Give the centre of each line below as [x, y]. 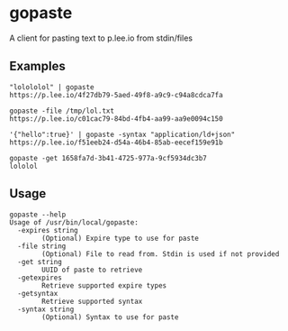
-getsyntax [38, 293]
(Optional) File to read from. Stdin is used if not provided [161, 254]
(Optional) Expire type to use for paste [121, 238]
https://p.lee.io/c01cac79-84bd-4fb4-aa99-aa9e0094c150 [116, 119]
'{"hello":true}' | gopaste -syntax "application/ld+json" [122, 134]
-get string [40, 262]
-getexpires [40, 278]
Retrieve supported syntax [92, 301]
